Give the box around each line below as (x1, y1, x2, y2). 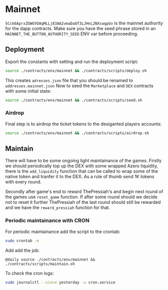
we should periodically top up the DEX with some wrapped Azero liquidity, (5, 163, 158, 169)
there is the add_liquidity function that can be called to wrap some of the (5, 168, 158, 174)
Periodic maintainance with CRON (5, 217, 90, 224)
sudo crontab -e (5, 238, 39, 243)
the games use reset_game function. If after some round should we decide (5, 194, 158, 200)
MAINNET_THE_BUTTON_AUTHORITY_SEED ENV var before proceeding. (5, 31, 138, 37)
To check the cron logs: (5, 270, 54, 276)
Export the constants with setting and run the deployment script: (5, 59, 138, 65)
